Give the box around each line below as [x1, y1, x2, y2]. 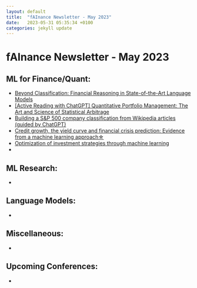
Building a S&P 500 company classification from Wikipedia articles [14, 114, 176, 122]
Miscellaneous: [6, 228, 64, 239]
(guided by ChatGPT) [14, 121, 66, 128]
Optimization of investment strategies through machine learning [14, 140, 169, 147]
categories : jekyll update [6, 25, 72, 31]
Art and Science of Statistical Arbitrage [14, 109, 110, 116]
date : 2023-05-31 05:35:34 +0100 [6, 19, 94, 25]
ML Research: [6, 163, 58, 173]
